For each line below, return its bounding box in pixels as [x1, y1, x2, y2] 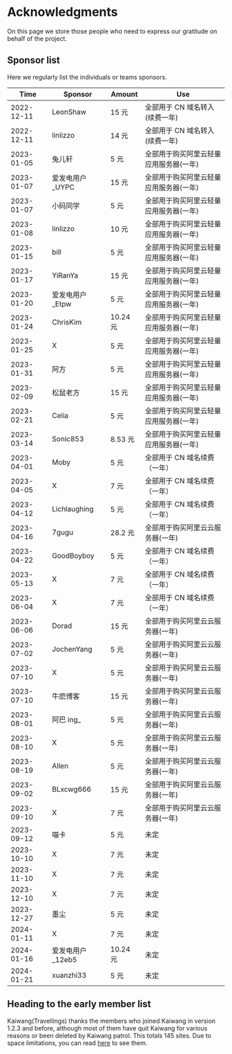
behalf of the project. [7, 34, 68, 42]
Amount [110, 89, 138, 99]
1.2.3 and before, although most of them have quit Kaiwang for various [7, 1024, 208, 1032]
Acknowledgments [7, 4, 119, 20]
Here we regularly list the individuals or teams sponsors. [7, 73, 167, 81]
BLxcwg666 [51, 784, 92, 794]
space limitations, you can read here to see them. [7, 1039, 148, 1047]
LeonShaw [51, 107, 87, 116]
